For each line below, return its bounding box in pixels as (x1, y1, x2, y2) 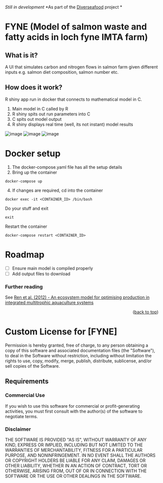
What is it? (5, 51, 38, 59)
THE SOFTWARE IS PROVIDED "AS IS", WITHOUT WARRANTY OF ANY (5, 437, 147, 443)
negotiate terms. (5, 413, 38, 419)
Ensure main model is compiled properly (12, 265, 93, 271)
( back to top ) (132, 309, 159, 315)
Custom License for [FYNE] (5, 326, 118, 337)
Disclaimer (5, 425, 31, 432)
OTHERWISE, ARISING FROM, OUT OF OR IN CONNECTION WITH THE (5, 468, 147, 474)
